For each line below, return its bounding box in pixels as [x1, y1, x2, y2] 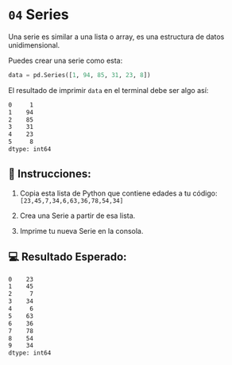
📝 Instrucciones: [8, 167, 91, 181]
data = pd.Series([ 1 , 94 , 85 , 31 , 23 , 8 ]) [8, 71, 151, 79]
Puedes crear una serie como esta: [8, 56, 123, 65]
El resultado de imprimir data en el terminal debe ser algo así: [8, 85, 209, 95]
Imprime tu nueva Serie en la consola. [19, 226, 144, 235]
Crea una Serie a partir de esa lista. [19, 211, 136, 220]
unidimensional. [8, 40, 60, 49]
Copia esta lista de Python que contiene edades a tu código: [19, 188, 218, 198]
